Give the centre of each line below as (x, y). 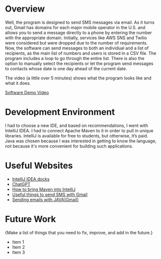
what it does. (18, 83)
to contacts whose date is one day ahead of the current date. (66, 68)
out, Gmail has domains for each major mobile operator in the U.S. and (75, 27)
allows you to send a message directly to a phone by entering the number (79, 32)
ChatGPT (21, 184)
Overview (25, 9)
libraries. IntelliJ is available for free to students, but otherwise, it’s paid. (77, 136)
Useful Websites (39, 166)
